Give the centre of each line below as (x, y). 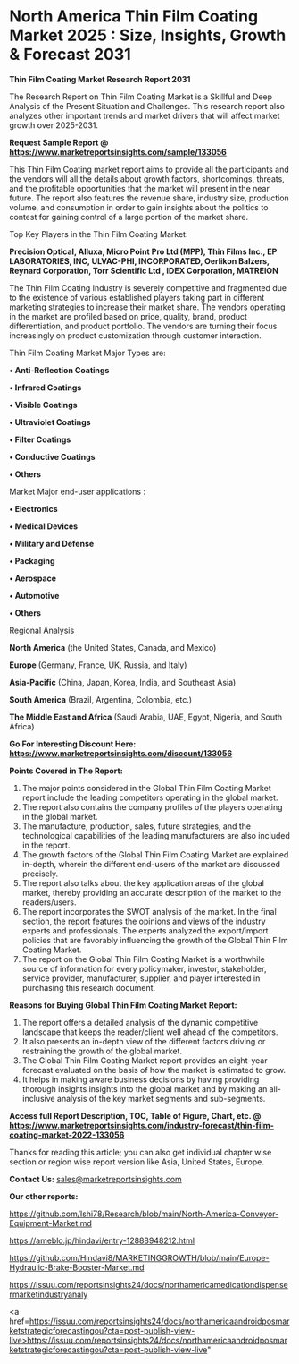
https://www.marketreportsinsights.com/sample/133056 (118, 152)
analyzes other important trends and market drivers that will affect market (145, 115)
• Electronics (33, 508)
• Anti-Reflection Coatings (59, 370)
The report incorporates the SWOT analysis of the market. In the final (149, 911)
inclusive (38, 1098)
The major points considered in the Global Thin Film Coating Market (146, 788)
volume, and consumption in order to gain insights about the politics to (139, 207)
